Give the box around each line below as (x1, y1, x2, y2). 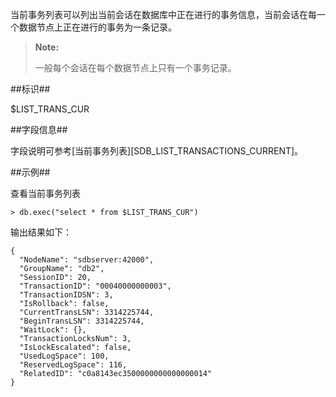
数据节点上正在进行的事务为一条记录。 (18, 21, 177, 33)
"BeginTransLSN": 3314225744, (19, 316, 145, 326)
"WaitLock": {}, (19, 325, 87, 335)
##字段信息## (10, 124, 68, 135)
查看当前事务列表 (10, 188, 81, 199)
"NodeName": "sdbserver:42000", (19, 255, 155, 265)
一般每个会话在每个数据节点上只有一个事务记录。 (34, 62, 237, 73)
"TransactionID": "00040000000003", (19, 281, 172, 291)
